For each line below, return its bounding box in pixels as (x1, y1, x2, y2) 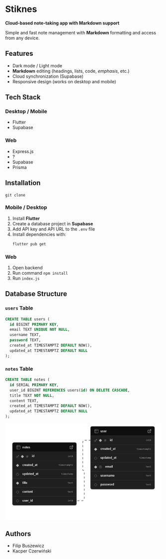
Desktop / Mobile (5, 108, 47, 115)
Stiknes (5, 3, 37, 15)
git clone (5, 192, 26, 197)
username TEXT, (9, 333, 41, 338)
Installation (5, 179, 41, 187)
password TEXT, (9, 338, 41, 343)
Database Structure (5, 290, 67, 298)
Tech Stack (5, 93, 41, 102)
